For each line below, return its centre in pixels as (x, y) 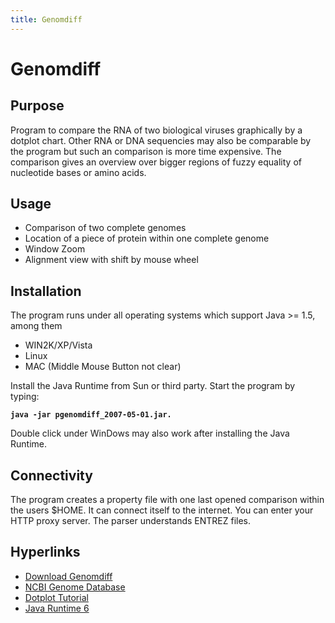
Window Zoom (55, 249)
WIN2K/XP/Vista (58, 345)
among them (36, 326)
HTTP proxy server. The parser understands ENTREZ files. (131, 521)
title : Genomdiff (46, 19)
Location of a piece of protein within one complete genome (147, 238)
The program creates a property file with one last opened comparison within (167, 500)
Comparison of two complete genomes (105, 228)
